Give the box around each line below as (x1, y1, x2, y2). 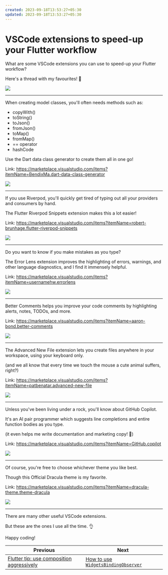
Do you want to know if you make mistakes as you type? (5, 249, 121, 255)
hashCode (12, 146, 34, 153)
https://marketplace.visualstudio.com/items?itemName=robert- (16, 220, 146, 226)
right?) (5, 367, 19, 373)
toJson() (12, 120, 30, 126)
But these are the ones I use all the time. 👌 (5, 523, 93, 529)
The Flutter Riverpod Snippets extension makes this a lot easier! (5, 210, 136, 216)
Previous (33, 547, 55, 554)
